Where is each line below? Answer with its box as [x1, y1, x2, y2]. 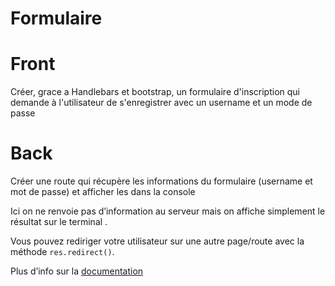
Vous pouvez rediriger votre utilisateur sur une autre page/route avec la [10, 235, 305, 247]
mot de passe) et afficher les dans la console [10, 186, 196, 198]
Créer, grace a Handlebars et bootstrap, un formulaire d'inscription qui [10, 86, 300, 98]
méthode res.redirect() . [10, 246, 115, 258]
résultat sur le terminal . [10, 216, 108, 228]
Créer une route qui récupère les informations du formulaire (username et [10, 175, 313, 187]
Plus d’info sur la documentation [10, 265, 144, 277]
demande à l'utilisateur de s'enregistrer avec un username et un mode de [10, 97, 313, 109]
